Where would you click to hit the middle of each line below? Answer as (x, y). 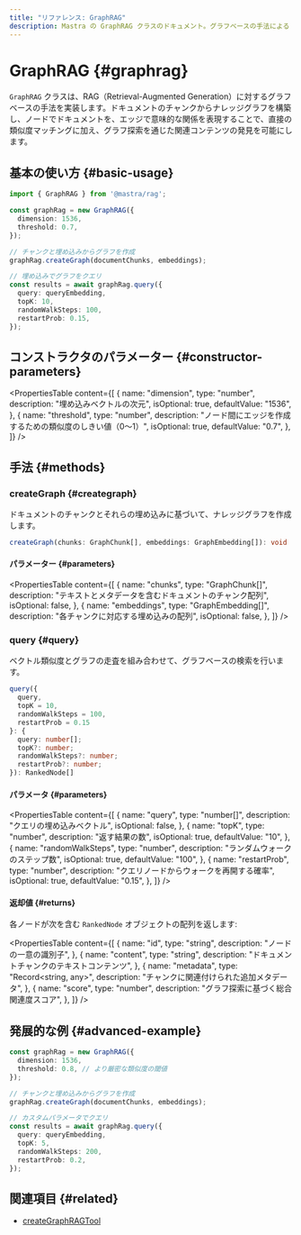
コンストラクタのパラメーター (92, 357)
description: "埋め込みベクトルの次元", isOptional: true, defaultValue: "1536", (150, 404)
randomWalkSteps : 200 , (60, 1151)
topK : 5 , (34, 1144)
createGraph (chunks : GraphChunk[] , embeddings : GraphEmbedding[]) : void (148, 542)
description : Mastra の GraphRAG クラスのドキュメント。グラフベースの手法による (150, 26)
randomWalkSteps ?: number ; (68, 756)
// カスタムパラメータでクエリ (59, 1118)
